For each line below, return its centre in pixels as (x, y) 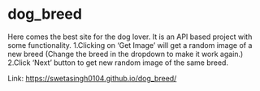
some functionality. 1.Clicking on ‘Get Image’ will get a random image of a (130, 45)
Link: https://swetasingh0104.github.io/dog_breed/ (92, 78)
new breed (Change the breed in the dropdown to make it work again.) (126, 54)
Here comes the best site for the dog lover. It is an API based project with (130, 37)
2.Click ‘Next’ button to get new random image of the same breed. (118, 63)
